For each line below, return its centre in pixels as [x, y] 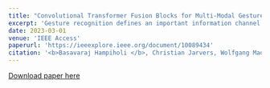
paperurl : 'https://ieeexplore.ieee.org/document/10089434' [111, 46]
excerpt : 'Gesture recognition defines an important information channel [135, 23]
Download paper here [44, 76]
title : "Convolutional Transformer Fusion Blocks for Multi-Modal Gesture [136, 16]
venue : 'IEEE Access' [45, 38]
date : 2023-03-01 [37, 30]
